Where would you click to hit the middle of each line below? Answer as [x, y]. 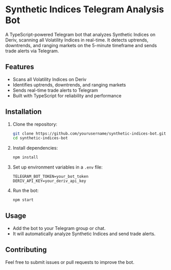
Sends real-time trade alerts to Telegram [55, 90]
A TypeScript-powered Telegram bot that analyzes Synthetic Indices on [80, 34]
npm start [23, 200]
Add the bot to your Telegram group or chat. [59, 228]
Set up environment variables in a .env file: [58, 167]
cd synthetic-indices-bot [40, 138]
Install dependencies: [35, 148]
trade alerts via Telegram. [32, 51]
